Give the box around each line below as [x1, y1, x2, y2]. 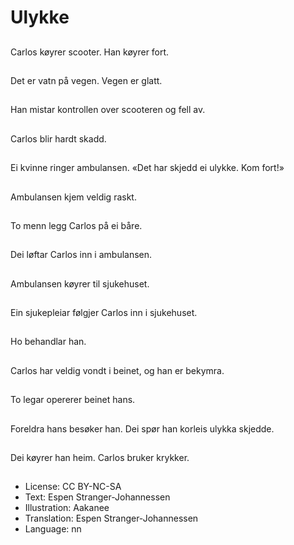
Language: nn [24, 523, 82, 535]
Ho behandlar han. [10, 336, 87, 348]
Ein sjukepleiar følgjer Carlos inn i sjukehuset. [10, 307, 198, 319]
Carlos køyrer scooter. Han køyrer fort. [10, 46, 170, 58]
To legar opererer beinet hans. [10, 394, 136, 406]
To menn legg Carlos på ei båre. [10, 219, 143, 231]
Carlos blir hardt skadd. [10, 132, 107, 145]
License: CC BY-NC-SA [24, 481, 122, 493]
